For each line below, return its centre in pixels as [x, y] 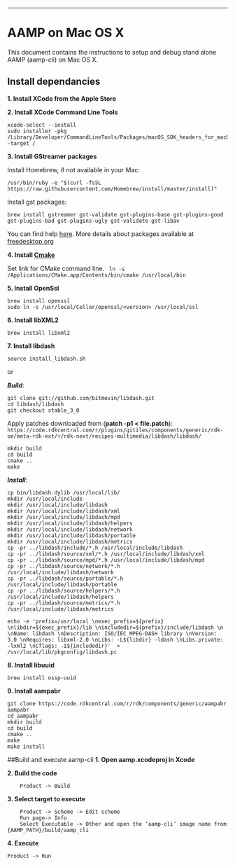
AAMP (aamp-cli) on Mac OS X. [53, 60]
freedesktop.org [30, 241]
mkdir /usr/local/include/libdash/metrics [70, 541]
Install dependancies [54, 82]
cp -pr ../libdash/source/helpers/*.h [64, 590]
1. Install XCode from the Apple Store [62, 98]
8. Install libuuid [31, 665]
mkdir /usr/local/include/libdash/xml [64, 511]
